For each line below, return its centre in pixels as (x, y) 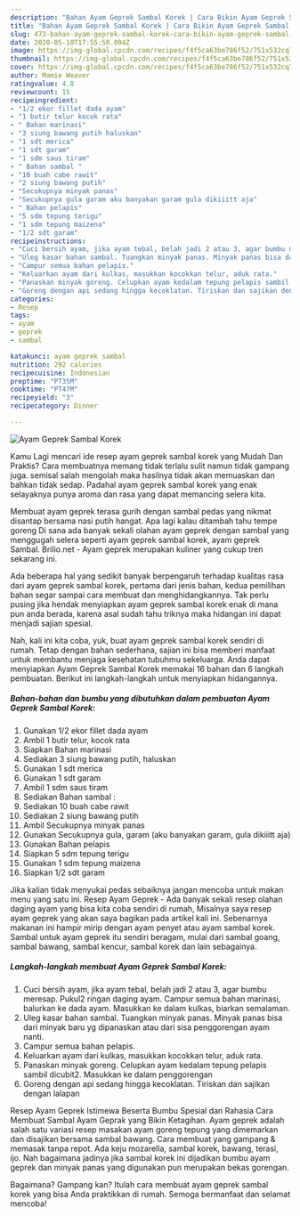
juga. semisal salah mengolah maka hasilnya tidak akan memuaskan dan (142, 475)
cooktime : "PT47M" (44, 389)
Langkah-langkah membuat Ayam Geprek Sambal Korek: (119, 967)
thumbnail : (30, 59)
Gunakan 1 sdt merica (63, 768)
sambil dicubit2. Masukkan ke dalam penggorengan (118, 1074)
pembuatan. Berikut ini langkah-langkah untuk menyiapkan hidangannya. (144, 678)
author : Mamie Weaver (50, 76)
